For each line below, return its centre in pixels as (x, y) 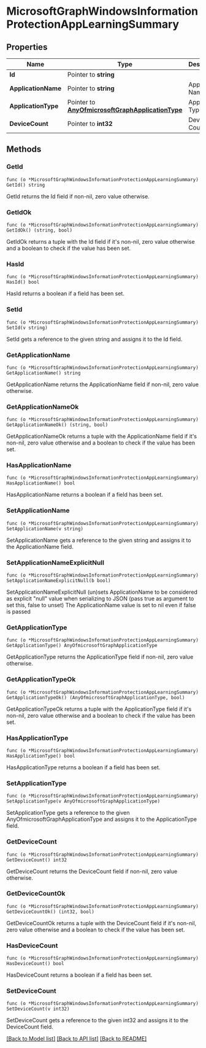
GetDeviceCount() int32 (37, 860)
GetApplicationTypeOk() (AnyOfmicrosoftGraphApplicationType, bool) (96, 697)
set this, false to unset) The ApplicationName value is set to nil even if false (101, 605)
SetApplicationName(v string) (45, 529)
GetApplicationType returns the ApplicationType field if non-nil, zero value (100, 657)
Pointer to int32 (90, 124)
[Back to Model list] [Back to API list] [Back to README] (77, 1039)
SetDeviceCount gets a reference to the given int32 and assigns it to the (97, 1020)
